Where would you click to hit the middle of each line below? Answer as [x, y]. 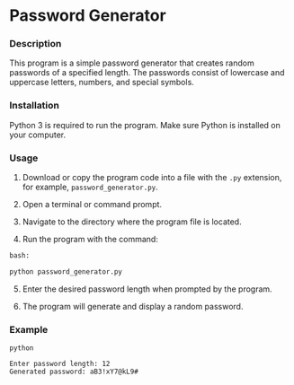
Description [36, 44]
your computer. [38, 135]
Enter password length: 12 [60, 364]
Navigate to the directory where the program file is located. [132, 222]
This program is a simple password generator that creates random [132, 63]
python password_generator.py [66, 271]
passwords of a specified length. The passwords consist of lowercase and [147, 73]
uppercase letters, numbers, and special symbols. [102, 83]
